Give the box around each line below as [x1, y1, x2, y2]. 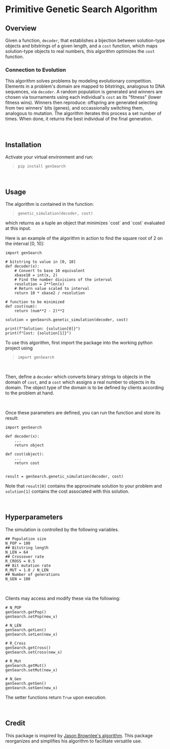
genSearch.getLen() [5, 627, 47, 632]
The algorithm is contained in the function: [5, 201, 94, 207]
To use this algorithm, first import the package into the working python [5, 339, 153, 345]
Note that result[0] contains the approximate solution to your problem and [5, 483, 162, 489]
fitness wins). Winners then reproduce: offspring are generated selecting [5, 99, 158, 105]
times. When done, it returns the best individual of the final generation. [5, 116, 153, 122]
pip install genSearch [17, 164, 66, 169]
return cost [14, 460, 40, 466]
